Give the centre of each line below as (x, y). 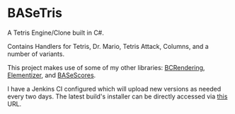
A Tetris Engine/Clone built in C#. (56, 33)
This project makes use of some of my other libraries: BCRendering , (106, 67)
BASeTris (35, 13)
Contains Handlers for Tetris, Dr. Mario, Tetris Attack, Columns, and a (108, 46)
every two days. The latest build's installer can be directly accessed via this (117, 96)
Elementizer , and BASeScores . (52, 75)
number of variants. (36, 54)
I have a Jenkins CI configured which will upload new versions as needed (114, 89)
